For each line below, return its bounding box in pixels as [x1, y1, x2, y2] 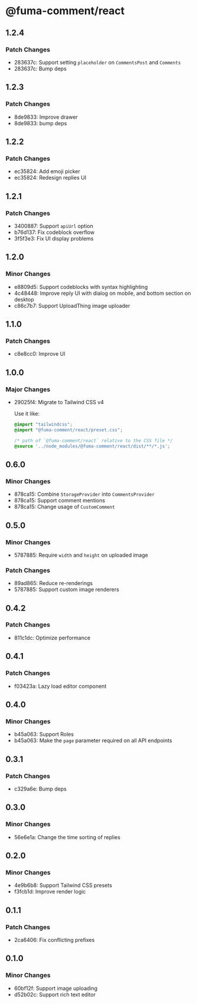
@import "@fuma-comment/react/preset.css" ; [14, 427, 123, 433]
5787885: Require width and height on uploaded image [14, 551, 149, 558]
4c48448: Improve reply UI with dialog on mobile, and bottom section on [14, 290, 191, 297]
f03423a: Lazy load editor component [14, 683, 107, 690]
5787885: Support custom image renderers [14, 586, 119, 593]
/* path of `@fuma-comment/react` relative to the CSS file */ [14, 437, 173, 444]
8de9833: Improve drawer [14, 113, 78, 121]
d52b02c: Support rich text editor [14, 991, 96, 998]
